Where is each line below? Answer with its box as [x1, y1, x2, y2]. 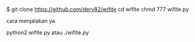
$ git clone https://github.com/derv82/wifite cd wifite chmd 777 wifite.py [6, 6, 189, 13]
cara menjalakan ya [6, 17, 55, 24]
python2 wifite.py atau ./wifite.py [6, 29, 90, 36]
